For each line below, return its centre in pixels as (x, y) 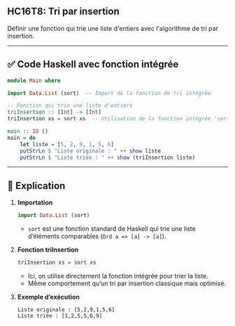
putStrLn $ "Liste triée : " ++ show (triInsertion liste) (108, 157)
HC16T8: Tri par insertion (64, 12)
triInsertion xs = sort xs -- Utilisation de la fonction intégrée (109, 119)
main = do (22, 138)
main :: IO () (28, 132)
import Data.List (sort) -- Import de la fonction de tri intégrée (109, 93)
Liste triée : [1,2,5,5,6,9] (60, 316)
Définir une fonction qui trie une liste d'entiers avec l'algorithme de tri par (113, 28)
